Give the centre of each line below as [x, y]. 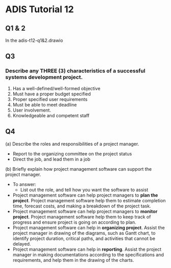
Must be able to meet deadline [45, 104]
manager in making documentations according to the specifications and [88, 254]
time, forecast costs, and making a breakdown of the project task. [82, 206]
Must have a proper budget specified [52, 94]
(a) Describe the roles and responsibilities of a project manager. [72, 144]
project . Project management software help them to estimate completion [89, 200]
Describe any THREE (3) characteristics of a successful [75, 71]
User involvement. [32, 110]
